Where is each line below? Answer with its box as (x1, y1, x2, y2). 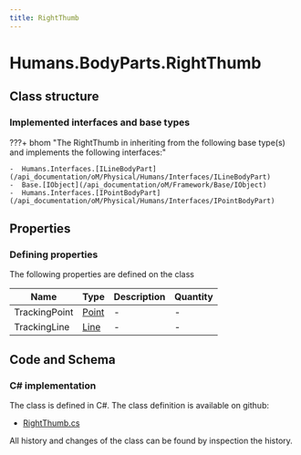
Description (113, 291, 166, 304)
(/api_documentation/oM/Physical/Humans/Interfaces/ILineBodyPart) (9, 172, 272, 181)
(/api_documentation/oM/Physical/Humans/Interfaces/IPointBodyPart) (9, 196, 275, 205)
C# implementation (9, 379, 97, 392)
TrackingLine (14, 321, 70, 334)
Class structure (9, 88, 99, 105)
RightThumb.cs (22, 417, 80, 429)
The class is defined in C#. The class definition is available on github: (9, 399, 269, 410)
